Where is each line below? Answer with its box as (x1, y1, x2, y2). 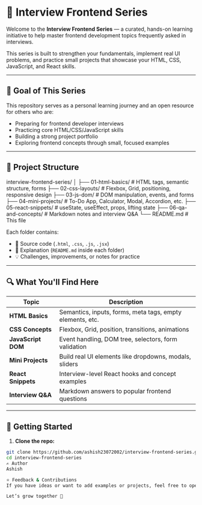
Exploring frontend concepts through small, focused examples (14, 139, 170, 146)
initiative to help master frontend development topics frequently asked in (6, 31, 186, 39)
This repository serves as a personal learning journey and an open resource (6, 102, 194, 109)
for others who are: (6, 108, 54, 115)
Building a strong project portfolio (14, 133, 98, 140)
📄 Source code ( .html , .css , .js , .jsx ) (14, 240, 109, 247)
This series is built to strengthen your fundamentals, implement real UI (6, 49, 180, 57)
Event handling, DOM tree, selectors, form (59, 335, 177, 343)
